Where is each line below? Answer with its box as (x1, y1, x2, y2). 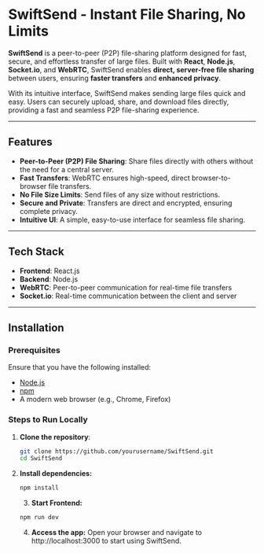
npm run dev (19, 514, 59, 522)
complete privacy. (19, 206, 79, 216)
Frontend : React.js (19, 266, 80, 275)
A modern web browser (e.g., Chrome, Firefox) (19, 395, 171, 404)
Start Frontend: (31, 498, 82, 508)
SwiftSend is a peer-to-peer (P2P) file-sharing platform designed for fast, (8, 48, 247, 57)
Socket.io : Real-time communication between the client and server (19, 291, 237, 300)
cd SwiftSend (19, 455, 63, 463)
